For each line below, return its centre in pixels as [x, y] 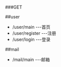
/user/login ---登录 [31, 39]
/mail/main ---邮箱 [31, 60]
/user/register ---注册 [34, 33]
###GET [14, 7]
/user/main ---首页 [31, 27]
